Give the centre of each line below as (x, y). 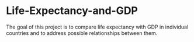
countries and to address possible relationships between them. (82, 33)
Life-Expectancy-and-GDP (72, 11)
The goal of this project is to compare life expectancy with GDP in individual (97, 27)
